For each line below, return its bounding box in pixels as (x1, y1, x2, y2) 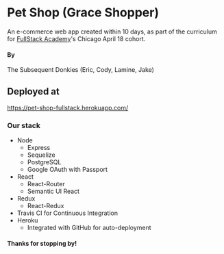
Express (27, 144, 51, 152)
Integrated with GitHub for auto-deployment (27, 224, 152, 232)
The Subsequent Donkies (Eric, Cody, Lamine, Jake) (7, 66, 154, 74)
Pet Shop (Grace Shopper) (7, 5, 160, 21)
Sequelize (27, 151, 56, 159)
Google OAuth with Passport (27, 166, 108, 174)
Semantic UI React (27, 187, 80, 196)
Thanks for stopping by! (7, 239, 77, 247)
